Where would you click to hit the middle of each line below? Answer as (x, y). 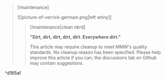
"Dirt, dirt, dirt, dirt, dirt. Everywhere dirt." (75, 37)
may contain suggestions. (57, 63)
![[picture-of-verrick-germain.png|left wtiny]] (64, 17)
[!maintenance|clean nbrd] (58, 27)
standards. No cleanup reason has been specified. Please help (95, 52)
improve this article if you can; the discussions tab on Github (93, 58)
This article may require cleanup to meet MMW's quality (89, 47)
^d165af (13, 73)
